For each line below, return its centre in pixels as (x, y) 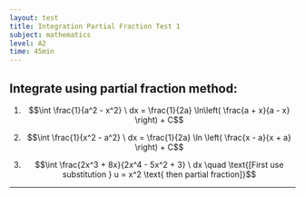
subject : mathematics (50, 34)
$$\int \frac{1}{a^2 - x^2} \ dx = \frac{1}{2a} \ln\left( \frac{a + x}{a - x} (159, 110)
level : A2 (28, 43)
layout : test (34, 18)
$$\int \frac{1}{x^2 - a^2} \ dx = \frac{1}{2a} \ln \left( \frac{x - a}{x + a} (159, 137)
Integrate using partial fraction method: (123, 89)
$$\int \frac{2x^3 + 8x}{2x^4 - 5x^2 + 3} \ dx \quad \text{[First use (159, 164)
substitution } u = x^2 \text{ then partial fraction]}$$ (159, 174)
